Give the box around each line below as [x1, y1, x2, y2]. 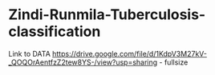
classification [8, 22, 101, 41]
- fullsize [159, 57, 189, 67]
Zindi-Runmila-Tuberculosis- [8, 6, 206, 24]
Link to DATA [8, 49, 51, 58]
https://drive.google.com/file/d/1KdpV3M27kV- [51, 49, 207, 58]
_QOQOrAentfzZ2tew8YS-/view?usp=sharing [8, 57, 158, 67]
